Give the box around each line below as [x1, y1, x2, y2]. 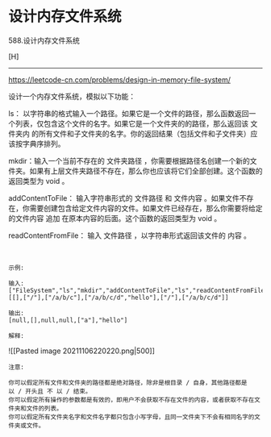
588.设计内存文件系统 [8, 35, 81, 45]
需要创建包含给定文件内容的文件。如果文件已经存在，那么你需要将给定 [29, 203, 263, 213]
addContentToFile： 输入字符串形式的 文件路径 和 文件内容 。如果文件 [8, 193, 240, 202]
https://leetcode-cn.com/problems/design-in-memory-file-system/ [8, 74, 231, 85]
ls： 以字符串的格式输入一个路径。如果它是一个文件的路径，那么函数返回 [8, 108, 249, 118]
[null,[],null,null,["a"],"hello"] [8, 316, 128, 324]
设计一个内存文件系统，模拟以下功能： [8, 91, 135, 101]
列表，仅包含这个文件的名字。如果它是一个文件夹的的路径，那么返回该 [15, 119, 248, 128]
